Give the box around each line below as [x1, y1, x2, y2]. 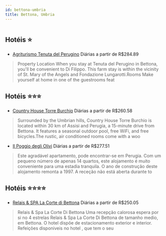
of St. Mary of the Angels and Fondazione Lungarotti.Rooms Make [17, 71, 154, 77]
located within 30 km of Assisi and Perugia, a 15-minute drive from [17, 123, 155, 129]
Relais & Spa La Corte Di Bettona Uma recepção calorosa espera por [17, 209, 159, 215]
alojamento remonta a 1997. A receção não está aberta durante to [17, 168, 152, 175]
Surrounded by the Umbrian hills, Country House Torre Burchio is [17, 117, 152, 123]
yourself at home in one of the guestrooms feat [17, 77, 115, 83]
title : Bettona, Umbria [5, 12, 55, 17]
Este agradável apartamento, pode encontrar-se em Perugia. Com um [17, 153, 161, 159]
